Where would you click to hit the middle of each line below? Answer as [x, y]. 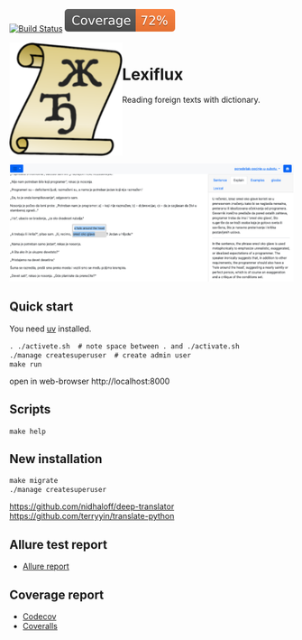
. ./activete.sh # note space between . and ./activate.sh [125, 346]
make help [28, 431]
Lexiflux [153, 74]
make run [26, 364]
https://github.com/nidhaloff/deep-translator [92, 506]
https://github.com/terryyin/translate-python [92, 516]
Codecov [39, 616]
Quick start [41, 307]
